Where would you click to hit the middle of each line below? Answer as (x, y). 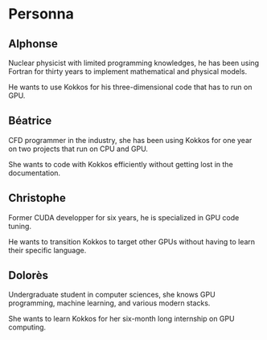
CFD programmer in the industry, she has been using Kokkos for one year (130, 140)
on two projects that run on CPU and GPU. (78, 149)
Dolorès (28, 275)
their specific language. (47, 250)
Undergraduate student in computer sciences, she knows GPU (112, 295)
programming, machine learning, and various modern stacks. (109, 303)
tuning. (20, 226)
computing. (27, 327)
